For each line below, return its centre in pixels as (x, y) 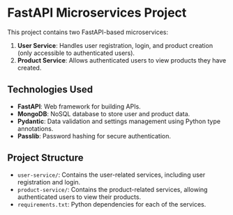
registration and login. (49, 182)
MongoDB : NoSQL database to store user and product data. (104, 113)
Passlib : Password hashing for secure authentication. (94, 136)
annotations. (35, 128)
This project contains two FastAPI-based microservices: (88, 32)
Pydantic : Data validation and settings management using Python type (119, 121)
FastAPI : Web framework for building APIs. (79, 106)
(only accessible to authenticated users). (76, 53)
